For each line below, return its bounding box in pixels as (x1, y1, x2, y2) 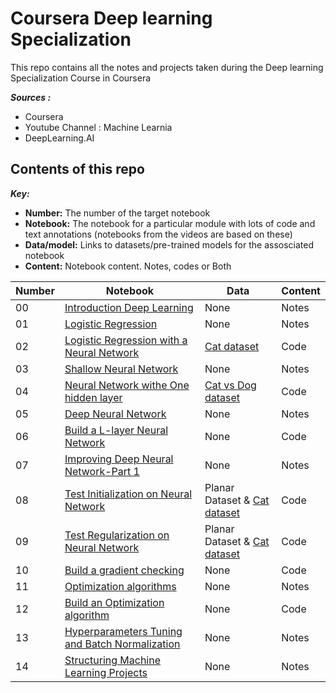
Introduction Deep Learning (64, 300, 194, 314)
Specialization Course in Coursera (10, 72, 152, 84)
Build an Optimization (64, 595, 165, 609)
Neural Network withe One (64, 378, 190, 392)
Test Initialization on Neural (64, 487, 193, 501)
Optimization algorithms (64, 579, 177, 593)
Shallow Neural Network (64, 362, 179, 376)
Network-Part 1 (64, 464, 140, 478)
